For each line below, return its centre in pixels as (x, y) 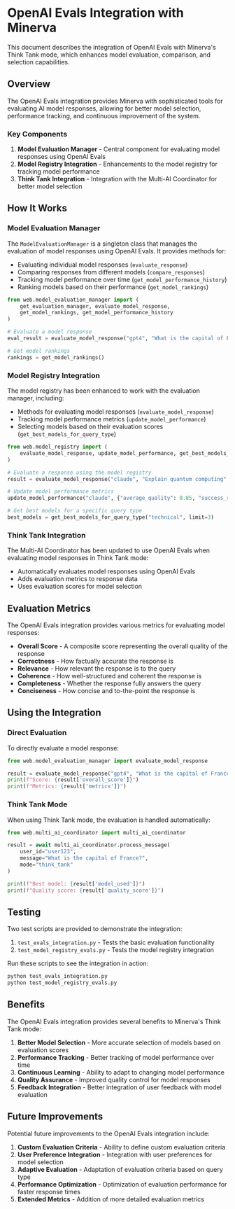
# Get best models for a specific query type (74, 511)
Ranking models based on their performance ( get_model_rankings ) (113, 287)
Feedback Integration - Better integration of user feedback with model (119, 1087)
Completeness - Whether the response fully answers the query (109, 683)
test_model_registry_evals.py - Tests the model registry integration (116, 950)
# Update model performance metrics (60, 491)
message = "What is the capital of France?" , (84, 858)
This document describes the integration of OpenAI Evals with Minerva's (112, 47)
